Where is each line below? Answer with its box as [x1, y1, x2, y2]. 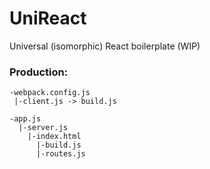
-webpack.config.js [9, 88, 91, 98]
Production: [9, 65, 69, 79]
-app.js [9, 114, 42, 124]
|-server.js [18, 123, 69, 133]
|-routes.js [35, 149, 86, 159]
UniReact [9, 7, 87, 30]
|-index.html [27, 132, 82, 142]
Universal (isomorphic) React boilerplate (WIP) [9, 40, 201, 52]
